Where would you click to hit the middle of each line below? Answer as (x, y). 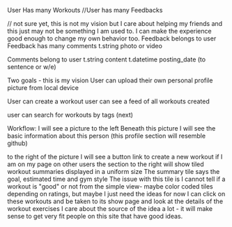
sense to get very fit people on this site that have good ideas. (95, 216)
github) (17, 143)
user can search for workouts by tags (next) (70, 115)
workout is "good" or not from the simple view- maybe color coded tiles (110, 186)
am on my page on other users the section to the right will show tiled (106, 164)
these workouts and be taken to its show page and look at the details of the (115, 201)
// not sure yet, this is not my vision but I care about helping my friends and (115, 23)
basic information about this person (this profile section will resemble (107, 136)
